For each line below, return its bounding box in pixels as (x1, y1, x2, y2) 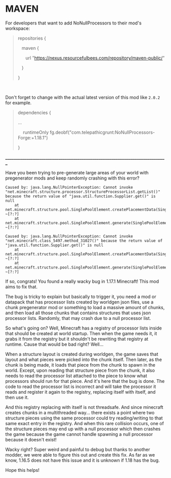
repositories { (17, 35, 46, 41)
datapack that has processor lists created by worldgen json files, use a (5, 298, 154, 305)
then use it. (5, 394, 29, 400)
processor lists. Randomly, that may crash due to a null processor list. (5, 315, 151, 321)
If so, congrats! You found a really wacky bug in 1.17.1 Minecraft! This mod (5, 278, 159, 284)
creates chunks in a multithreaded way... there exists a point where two (5, 409, 155, 415)
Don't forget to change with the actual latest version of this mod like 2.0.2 (5, 94, 160, 100)
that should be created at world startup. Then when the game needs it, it (5, 330, 157, 336)
